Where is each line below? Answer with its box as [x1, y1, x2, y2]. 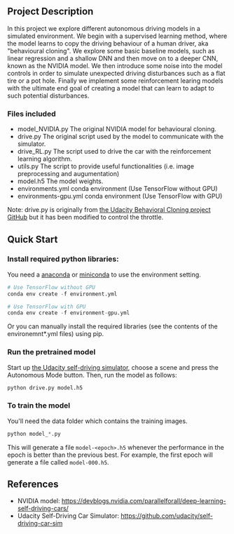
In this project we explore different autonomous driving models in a [7, 24, 201, 32]
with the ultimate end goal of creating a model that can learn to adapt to [7, 84, 215, 92]
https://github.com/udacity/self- [120, 512, 214, 520]
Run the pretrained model [7, 347, 96, 357]
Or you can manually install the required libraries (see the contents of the [7, 322, 219, 331]
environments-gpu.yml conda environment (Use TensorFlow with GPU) [17, 192, 223, 201]
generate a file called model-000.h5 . [7, 458, 110, 466]
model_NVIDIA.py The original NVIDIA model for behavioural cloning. [17, 125, 217, 133]
